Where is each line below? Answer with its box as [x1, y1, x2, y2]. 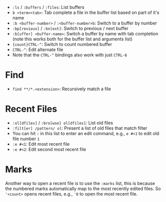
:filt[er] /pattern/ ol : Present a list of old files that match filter [12, 125, 148, 131]
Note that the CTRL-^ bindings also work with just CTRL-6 [12, 52, 127, 58]
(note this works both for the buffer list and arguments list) [12, 36, 133, 42]
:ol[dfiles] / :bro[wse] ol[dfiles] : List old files [12, 120, 113, 126]
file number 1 [12, 136, 40, 142]
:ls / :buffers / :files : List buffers [12, 4, 85, 10]
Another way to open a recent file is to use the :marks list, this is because [5, 180, 156, 186]
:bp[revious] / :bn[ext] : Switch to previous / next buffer [12, 25, 129, 31]
